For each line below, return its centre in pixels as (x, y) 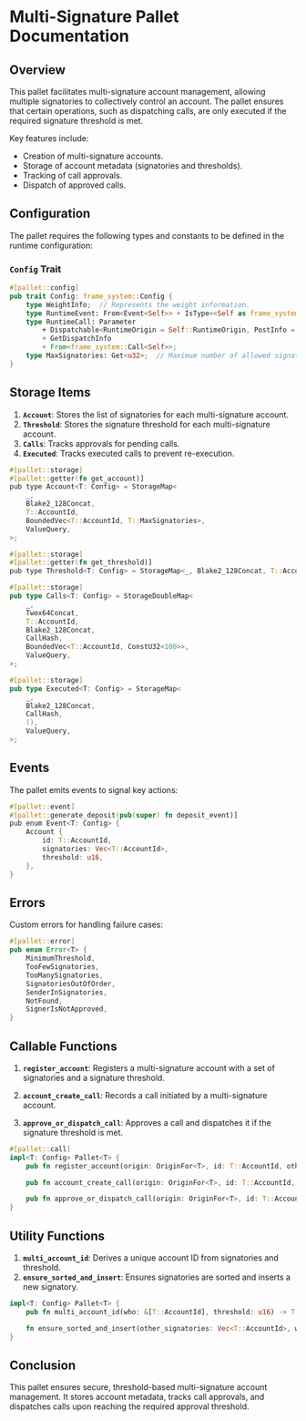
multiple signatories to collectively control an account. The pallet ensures (147, 101)
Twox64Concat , (52, 613)
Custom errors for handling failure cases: (87, 925)
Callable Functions (63, 1046)
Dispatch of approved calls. (74, 185)
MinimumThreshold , (61, 959)
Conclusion (43, 1365)
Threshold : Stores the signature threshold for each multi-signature (146, 424)
